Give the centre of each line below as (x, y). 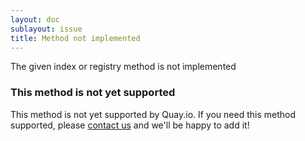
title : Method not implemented (75, 38)
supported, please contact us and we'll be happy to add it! (130, 125)
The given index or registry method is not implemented (123, 67)
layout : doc (35, 19)
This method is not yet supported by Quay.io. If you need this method (153, 114)
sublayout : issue (46, 29)
